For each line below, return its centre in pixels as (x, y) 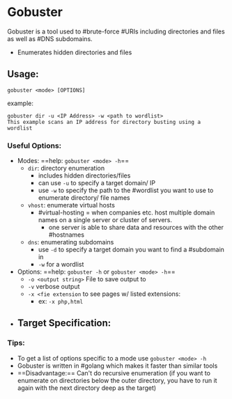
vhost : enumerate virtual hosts (71, 205)
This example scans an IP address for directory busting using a (104, 122)
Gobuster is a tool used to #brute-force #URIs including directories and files (116, 31)
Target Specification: (64, 323)
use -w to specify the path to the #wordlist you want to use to (126, 190)
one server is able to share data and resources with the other (136, 228)
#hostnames (67, 235)
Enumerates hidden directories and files (75, 52)
